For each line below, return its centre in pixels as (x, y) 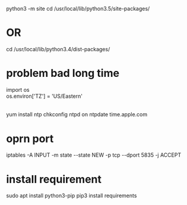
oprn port (30, 139)
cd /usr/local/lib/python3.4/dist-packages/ (58, 49)
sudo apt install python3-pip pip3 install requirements (72, 195)
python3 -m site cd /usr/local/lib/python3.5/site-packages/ (78, 9)
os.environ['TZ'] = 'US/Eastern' (45, 96)
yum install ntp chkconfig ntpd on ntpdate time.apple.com (77, 114)
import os (18, 89)
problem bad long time (63, 73)
